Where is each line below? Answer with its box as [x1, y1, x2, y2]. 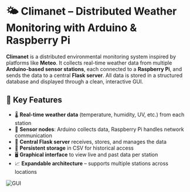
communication [14, 132, 53, 139]
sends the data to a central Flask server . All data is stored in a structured [6, 72, 183, 79]
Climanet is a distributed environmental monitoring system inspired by [6, 53, 177, 60]
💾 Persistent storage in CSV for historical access [14, 144, 134, 151]
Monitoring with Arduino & [6, 21, 137, 35]
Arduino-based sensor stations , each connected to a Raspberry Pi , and [6, 65, 182, 72]
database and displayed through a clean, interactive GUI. [6, 78, 144, 85]
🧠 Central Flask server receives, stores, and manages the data [14, 138, 167, 145]
